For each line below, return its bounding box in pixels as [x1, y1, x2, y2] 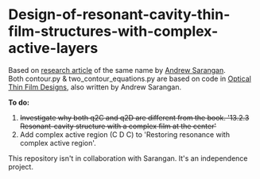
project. [8, 162, 34, 171]
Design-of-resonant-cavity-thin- [8, 6, 231, 24]
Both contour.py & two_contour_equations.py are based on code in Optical [8, 74, 252, 83]
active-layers [8, 40, 99, 57]
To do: [8, 97, 30, 107]
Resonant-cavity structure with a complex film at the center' [19, 121, 217, 131]
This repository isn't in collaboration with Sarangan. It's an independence [8, 153, 248, 163]
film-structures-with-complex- [8, 22, 219, 40]
